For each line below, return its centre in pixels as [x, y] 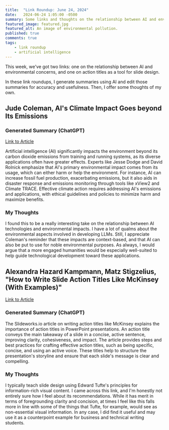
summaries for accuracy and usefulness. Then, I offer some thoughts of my [83, 87]
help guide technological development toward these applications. [73, 256]
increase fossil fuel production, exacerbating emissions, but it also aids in [81, 178]
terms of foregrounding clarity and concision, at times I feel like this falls [80, 401]
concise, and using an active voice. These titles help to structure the [76, 350]
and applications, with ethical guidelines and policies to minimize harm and [83, 194]
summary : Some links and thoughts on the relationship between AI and [81, 19]
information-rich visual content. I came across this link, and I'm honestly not [84, 390]
